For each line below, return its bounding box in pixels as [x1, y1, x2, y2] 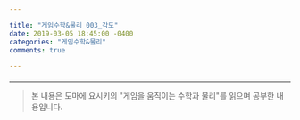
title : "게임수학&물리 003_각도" [9, 20, 119, 29]
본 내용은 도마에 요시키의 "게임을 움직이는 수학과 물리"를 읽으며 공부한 [30, 90, 275, 100]
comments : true [9, 45, 66, 54]
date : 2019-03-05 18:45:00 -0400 [9, 28, 134, 38]
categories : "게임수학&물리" [9, 37, 107, 46]
